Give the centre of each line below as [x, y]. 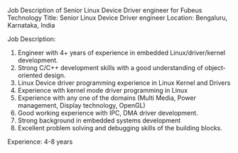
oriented [30, 75]
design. [55, 75]
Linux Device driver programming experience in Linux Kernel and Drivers [124, 83]
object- [215, 68]
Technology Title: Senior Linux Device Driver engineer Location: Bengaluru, [118, 18]
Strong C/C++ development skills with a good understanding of [110, 68]
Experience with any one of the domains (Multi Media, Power [107, 98]
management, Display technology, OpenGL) [81, 105]
